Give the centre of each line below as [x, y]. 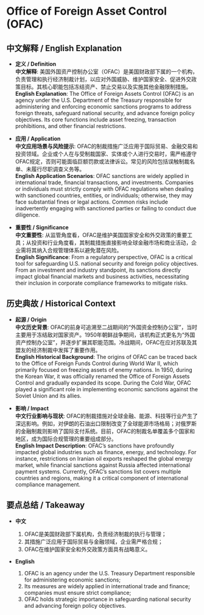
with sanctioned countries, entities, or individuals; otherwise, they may [104, 195]
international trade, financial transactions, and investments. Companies [104, 182]
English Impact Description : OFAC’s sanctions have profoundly [95, 446]
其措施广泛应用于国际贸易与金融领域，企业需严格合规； [93, 541]
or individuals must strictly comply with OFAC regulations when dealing [104, 189]
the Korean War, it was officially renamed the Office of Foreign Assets [102, 376]
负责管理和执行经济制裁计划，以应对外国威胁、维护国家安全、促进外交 [103, 79]
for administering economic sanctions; [72, 580]
